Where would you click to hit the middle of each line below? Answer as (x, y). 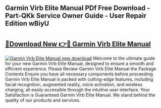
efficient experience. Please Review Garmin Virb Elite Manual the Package (81, 69)
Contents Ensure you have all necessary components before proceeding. (80, 74)
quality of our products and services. (43, 100)
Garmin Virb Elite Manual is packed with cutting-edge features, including (79, 79)
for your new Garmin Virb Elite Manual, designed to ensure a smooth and (79, 63)
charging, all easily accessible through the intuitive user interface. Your (78, 90)
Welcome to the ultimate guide (124, 58)
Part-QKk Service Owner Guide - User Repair (76, 16)
